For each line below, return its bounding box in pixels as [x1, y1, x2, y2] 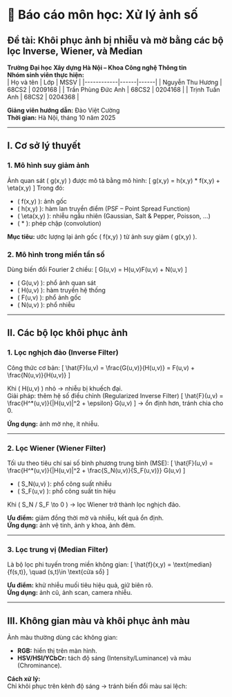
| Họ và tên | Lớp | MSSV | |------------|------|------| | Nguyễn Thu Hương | [7, 78, 222, 86]
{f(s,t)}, [7, 568, 28, 576]
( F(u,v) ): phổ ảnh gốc [17, 293, 81, 302]
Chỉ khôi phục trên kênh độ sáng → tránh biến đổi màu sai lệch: [7, 682, 188, 690]
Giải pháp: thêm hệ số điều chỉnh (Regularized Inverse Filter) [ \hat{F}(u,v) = [7, 391, 224, 400]
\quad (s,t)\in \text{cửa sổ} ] [29, 568, 109, 576]
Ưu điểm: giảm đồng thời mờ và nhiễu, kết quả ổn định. [7, 513, 164, 522]
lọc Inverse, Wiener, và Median [7, 45, 143, 57]
